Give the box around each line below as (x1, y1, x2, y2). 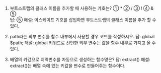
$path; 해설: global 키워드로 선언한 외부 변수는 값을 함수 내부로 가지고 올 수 (9, 40, 156, 46)
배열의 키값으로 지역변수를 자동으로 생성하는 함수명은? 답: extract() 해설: (9, 57, 151, 62)
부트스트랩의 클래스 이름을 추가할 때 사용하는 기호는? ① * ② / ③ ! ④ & (9, 5, 154, 11)
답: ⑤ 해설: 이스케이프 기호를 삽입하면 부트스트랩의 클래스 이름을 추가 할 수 (9, 17, 157, 22)
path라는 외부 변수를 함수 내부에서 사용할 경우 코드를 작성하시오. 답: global (9, 34, 155, 39)
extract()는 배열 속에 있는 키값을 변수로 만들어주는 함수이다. (9, 63, 126, 69)
